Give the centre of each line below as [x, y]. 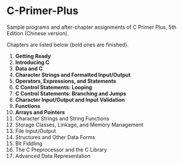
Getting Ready [33, 56]
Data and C [29, 68]
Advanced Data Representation [53, 156]
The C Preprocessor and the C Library [61, 149]
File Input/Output [35, 131]
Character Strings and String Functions [62, 118]
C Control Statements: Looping [54, 87]
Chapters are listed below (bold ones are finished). [68, 45]
